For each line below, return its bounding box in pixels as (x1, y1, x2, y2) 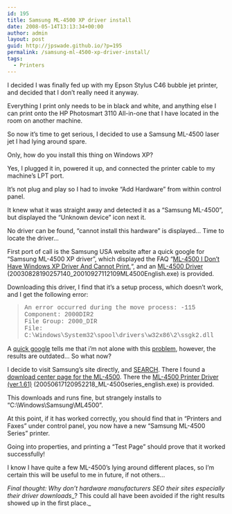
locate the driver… (7, 234, 59, 242)
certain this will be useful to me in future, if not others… (7, 470, 166, 479)
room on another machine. (7, 116, 83, 125)
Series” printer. (7, 429, 51, 437)
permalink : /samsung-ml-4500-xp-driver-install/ (7, 49, 150, 56)
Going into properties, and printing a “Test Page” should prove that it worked (7, 442, 226, 451)
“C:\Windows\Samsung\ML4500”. (7, 400, 104, 409)
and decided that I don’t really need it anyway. (7, 88, 139, 96)
